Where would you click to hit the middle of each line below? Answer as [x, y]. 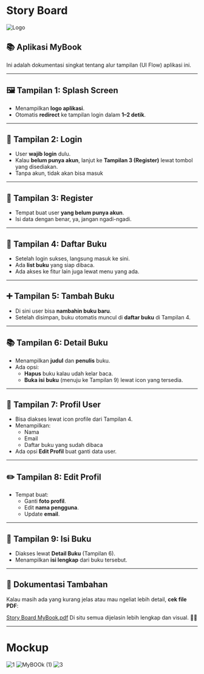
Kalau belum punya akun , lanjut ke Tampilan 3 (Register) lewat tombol [104, 160]
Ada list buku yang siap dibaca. [55, 265]
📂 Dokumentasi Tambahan [57, 584]
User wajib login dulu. [43, 154]
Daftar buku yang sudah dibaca [63, 445]
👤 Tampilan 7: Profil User [54, 405]
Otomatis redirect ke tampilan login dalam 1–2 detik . [80, 114]
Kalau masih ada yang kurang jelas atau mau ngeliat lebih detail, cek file [97, 599]
